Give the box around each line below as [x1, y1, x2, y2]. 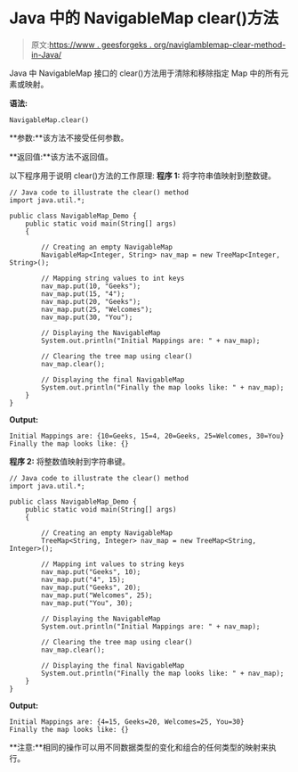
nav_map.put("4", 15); [41, 575, 125, 584]
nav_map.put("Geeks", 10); [41, 567, 141, 576]
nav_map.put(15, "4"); [41, 289, 125, 299]
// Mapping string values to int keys [41, 274, 185, 283]
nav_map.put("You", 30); [41, 598, 133, 607]
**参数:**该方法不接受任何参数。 [9, 132, 129, 143]
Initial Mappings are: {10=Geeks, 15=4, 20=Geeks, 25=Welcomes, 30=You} [9, 431, 285, 440]
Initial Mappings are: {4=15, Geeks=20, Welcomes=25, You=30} [9, 717, 245, 727]
